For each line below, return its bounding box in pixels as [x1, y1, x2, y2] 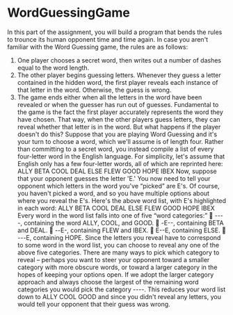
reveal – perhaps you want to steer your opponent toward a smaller [17, 255, 210, 264]
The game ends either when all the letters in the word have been [17, 92, 202, 102]
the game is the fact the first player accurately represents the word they [17, 108, 224, 116]
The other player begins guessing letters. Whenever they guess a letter [17, 71, 221, 79]
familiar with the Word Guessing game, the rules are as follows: [7, 42, 188, 51]
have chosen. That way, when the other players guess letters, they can [17, 115, 220, 123]
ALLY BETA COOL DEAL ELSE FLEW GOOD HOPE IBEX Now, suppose [17, 167, 217, 175]
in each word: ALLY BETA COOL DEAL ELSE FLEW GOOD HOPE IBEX [17, 204, 216, 212]
